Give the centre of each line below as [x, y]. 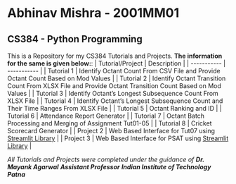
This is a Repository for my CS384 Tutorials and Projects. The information [115, 56]
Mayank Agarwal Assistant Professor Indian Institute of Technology [110, 167]
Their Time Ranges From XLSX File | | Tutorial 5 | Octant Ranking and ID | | [115, 108]
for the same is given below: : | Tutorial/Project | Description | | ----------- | [117, 63]
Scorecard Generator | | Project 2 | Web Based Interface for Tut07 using [111, 131]
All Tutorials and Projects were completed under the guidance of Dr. [106, 159]
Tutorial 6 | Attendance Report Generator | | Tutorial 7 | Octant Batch [106, 116]
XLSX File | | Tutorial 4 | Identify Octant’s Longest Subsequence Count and [115, 101]
